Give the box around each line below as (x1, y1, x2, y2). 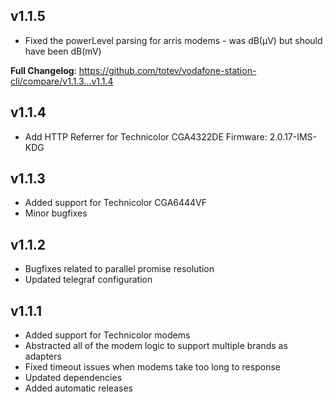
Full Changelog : (10, 64, 77, 76)
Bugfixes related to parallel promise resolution (24, 263, 215, 275)
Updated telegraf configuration (24, 274, 153, 286)
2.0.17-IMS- (269, 130, 318, 143)
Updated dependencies (24, 372, 123, 384)
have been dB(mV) (24, 45, 102, 57)
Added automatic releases (24, 382, 133, 394)
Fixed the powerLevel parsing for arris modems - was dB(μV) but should (24, 34, 323, 46)
